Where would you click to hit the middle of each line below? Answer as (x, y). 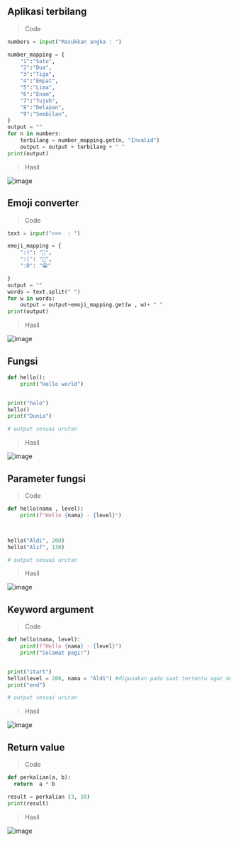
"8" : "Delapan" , (42, 107)
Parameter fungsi (47, 478)
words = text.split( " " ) (44, 292)
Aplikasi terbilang (47, 12)
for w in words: (31, 298)
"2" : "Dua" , (36, 68)
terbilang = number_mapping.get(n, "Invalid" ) (90, 140)
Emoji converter (43, 203)
